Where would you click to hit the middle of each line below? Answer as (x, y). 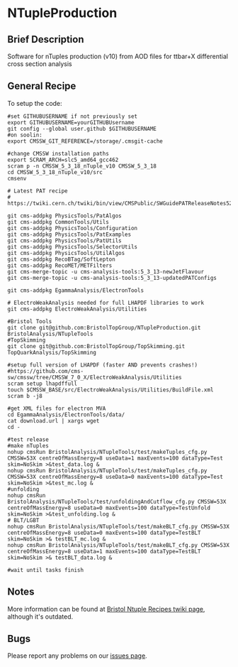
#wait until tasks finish (45, 570)
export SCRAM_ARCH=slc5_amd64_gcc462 (63, 160)
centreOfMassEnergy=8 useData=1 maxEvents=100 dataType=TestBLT (104, 551)
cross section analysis (40, 64)
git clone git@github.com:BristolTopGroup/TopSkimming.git (96, 346)
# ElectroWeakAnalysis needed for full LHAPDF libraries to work (106, 303)
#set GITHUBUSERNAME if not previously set (73, 116)
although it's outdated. (40, 617)
